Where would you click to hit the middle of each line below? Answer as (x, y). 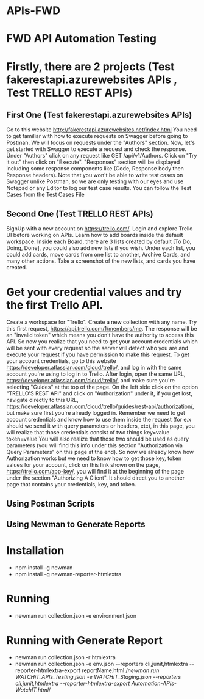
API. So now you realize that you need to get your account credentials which (102, 342)
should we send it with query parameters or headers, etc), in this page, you (100, 426)
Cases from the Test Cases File (45, 195)
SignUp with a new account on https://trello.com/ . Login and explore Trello (100, 229)
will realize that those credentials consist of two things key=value (88, 433)
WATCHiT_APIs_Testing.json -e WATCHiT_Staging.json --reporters (98, 676)
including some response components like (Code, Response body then (95, 169)
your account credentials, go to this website (62, 361)
